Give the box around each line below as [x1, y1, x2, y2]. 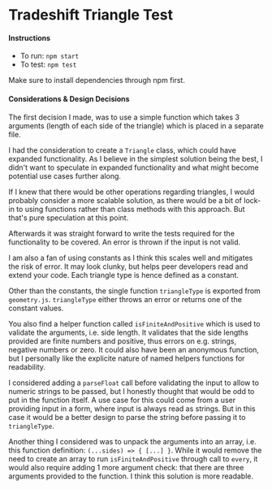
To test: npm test [19, 59, 77, 70]
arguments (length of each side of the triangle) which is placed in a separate [8, 120, 264, 131]
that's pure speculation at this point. [8, 213, 129, 223]
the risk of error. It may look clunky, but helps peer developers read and [8, 262, 248, 271]
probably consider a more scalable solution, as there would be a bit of [8, 195, 242, 205]
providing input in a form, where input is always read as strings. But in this [8, 404, 256, 413]
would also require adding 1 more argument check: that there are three [8, 462, 244, 472]
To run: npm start [19, 51, 80, 61]
